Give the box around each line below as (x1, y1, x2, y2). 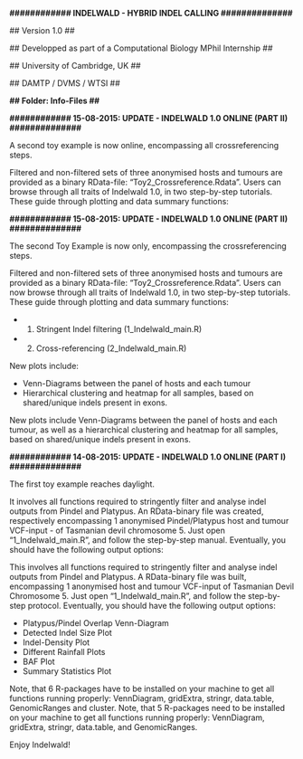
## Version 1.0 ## (9, 25, 75, 35)
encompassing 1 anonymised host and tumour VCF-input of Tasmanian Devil (9, 581, 295, 592)
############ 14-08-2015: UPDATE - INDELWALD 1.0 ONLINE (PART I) (9, 451, 287, 462)
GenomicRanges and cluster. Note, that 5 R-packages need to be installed (9, 703, 286, 713)
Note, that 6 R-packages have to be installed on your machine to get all (9, 683, 275, 694)
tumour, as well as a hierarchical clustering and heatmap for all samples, (9, 424, 279, 435)
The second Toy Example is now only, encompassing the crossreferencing (9, 241, 287, 251)
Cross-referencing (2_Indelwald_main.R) (35, 343, 187, 354)
